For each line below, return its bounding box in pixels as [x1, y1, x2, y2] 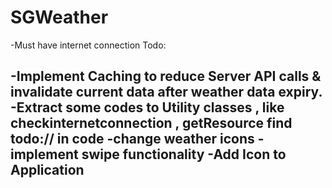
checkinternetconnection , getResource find [10, 115, 293, 132]
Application [10, 162, 85, 179]
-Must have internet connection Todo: [10, 39, 167, 51]
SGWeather [10, 6, 109, 29]
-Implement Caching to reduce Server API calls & [10, 68, 322, 85]
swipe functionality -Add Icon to [81, 146, 287, 163]
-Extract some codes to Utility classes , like [10, 99, 285, 116]
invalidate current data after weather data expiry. [10, 84, 323, 101]
